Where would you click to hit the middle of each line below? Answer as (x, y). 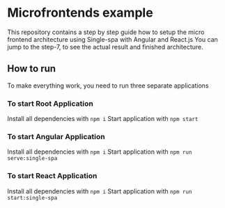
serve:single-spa (32, 159)
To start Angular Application (56, 136)
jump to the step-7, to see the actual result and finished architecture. (105, 47)
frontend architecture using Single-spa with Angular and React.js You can (113, 39)
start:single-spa (32, 198)
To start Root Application (51, 104)
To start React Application (52, 176)
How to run (32, 69)
